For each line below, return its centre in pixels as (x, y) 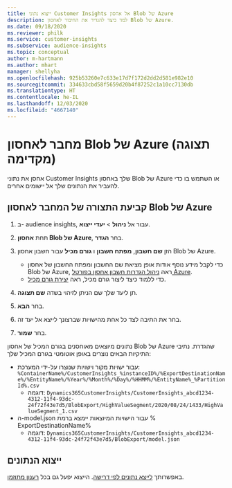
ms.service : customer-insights (52, 39)
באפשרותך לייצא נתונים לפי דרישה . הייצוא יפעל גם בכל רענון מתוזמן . (96, 477)
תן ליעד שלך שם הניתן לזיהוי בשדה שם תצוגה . (77, 292)
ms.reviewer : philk (35, 33)
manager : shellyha (34, 71)
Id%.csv (28, 386)
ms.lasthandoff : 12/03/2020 (48, 104)
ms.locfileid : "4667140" (43, 110)
